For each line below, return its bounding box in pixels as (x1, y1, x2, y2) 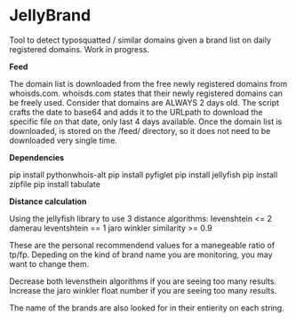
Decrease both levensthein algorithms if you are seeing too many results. (9, 276, 277, 287)
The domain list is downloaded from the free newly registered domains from (9, 78, 287, 89)
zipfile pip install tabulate (9, 178, 100, 189)
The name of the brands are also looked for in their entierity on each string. (9, 302, 284, 313)
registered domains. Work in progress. (9, 43, 149, 54)
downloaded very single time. (9, 135, 118, 145)
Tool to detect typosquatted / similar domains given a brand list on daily (9, 35, 271, 45)
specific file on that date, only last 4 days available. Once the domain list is (9, 116, 283, 127)
